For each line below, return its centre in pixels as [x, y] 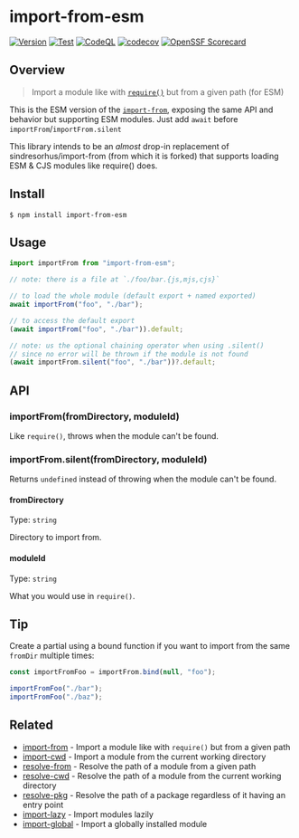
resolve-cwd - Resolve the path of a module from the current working [152, 776]
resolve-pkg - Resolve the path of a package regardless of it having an [154, 795]
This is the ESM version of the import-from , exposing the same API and [141, 110]
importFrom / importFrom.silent [65, 129]
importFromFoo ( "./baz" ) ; [56, 697]
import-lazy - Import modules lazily [88, 814]
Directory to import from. [56, 538]
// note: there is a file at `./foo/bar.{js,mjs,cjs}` [115, 280]
